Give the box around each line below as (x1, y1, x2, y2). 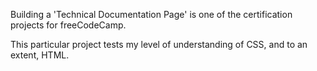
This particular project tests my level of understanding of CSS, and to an (10, 39, 308, 50)
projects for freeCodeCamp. (10, 19, 127, 31)
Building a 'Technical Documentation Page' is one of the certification (10, 9, 293, 20)
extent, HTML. (10, 49, 70, 61)
